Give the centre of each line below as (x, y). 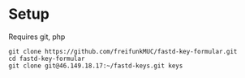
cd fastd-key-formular (47, 58)
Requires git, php (37, 37)
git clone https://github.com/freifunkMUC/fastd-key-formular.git (123, 51)
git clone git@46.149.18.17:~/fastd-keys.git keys (96, 66)
